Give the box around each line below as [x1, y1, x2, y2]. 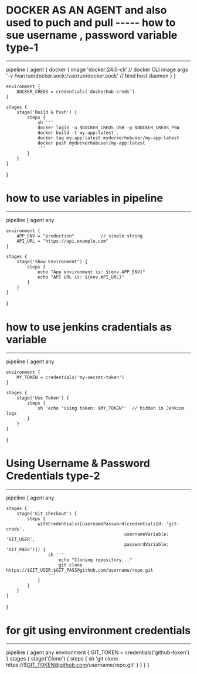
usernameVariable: [124, 531, 169, 537]
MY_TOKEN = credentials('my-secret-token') [16, 374, 125, 380]
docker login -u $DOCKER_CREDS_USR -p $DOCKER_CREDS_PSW [37, 125, 180, 130]
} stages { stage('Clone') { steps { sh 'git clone [6, 655, 118, 662]
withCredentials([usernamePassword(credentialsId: [37, 521, 164, 527]
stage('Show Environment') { [16, 259, 88, 264]
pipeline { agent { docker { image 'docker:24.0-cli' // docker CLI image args [6, 66, 189, 73]
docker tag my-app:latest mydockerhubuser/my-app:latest [37, 135, 180, 141]
